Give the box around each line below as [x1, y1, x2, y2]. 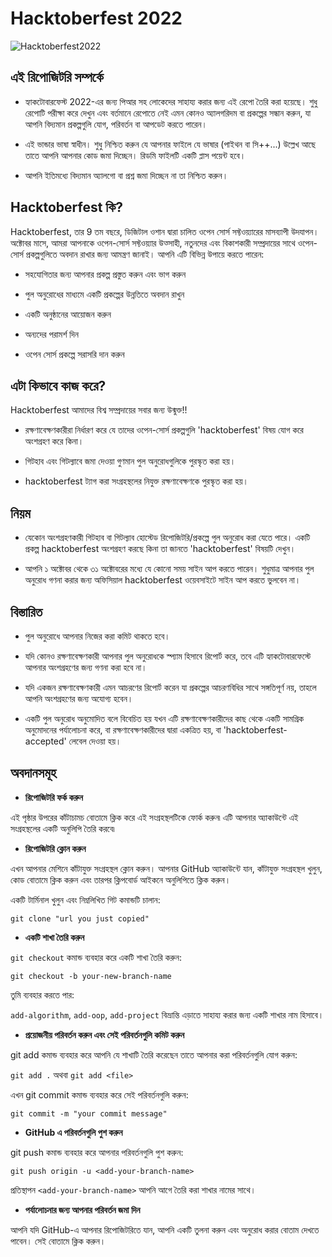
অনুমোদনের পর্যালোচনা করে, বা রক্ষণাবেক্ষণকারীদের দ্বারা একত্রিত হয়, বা [24, 724, 222, 736]
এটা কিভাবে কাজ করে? [10, 377, 107, 394]
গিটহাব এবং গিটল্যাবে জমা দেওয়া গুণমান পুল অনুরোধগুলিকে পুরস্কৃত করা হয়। [24, 455, 237, 467]
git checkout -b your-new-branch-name [10, 971, 172, 981]
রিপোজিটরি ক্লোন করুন [24, 842, 87, 854]
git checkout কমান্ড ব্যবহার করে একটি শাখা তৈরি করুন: [10, 951, 182, 963]
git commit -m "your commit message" [10, 1108, 168, 1119]
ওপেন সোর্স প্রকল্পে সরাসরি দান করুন [24, 348, 125, 360]
